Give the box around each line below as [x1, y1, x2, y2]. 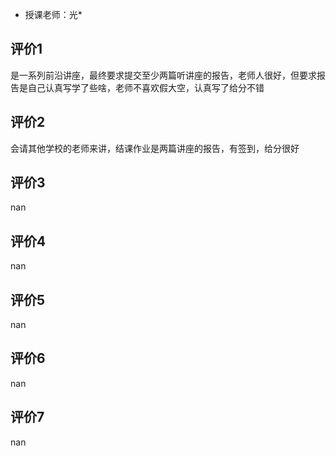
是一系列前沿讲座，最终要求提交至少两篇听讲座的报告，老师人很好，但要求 [10, 69, 317, 81]
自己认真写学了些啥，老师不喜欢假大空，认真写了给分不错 [27, 81, 265, 93]
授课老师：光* [24, 9, 83, 20]
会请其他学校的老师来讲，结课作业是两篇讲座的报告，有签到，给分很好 [10, 142, 300, 154]
